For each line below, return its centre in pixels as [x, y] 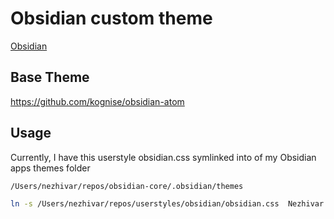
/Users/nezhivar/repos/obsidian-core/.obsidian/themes [127, 186]
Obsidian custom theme [111, 18]
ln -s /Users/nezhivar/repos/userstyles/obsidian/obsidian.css [145, 204]
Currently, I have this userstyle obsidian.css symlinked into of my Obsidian [163, 157]
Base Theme [50, 77]
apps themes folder [50, 168]
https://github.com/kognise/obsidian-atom [97, 101]
